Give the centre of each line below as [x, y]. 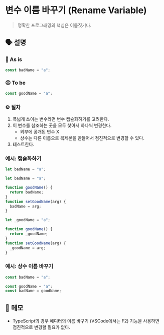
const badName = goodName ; [33, 291]
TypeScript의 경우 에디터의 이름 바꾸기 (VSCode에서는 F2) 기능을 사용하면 [86, 321]
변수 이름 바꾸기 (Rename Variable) [76, 10]
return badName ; [27, 192]
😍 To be [16, 83]
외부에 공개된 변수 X [39, 131]
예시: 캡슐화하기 [23, 158]
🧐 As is [14, 59]
